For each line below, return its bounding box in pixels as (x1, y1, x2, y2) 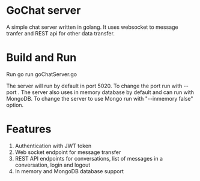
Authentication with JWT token (14, 142, 92, 149)
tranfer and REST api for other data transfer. (6, 29, 115, 37)
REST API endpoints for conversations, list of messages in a (14, 155, 163, 162)
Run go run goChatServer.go (6, 70, 77, 78)
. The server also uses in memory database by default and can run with (17, 88, 194, 96)
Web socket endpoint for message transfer (14, 148, 121, 156)
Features (6, 122, 52, 136)
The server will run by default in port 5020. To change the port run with (6, 82, 183, 89)
